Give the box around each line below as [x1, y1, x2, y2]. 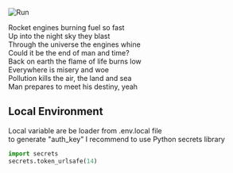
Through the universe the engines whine [8, 40, 141, 49]
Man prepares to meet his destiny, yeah [8, 82, 138, 91]
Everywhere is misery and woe [8, 65, 110, 75]
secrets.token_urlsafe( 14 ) [8, 157, 98, 165]
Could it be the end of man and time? [8, 48, 130, 57]
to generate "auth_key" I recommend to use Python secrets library [8, 134, 225, 144]
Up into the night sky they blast [8, 32, 111, 40]
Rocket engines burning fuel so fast [8, 23, 125, 32]
